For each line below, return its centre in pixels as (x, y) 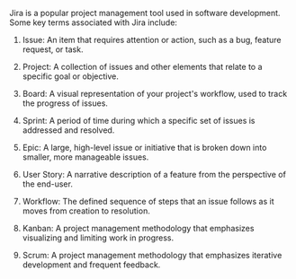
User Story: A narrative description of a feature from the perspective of (154, 174)
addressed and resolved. (68, 130)
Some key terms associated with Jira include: (94, 22)
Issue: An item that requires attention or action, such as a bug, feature (152, 40)
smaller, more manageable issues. (85, 157)
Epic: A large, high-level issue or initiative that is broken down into (144, 148)
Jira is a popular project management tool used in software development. (145, 13)
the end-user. (48, 184)
